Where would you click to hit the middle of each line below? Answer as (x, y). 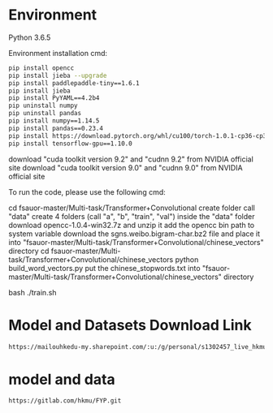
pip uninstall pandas (45, 114)
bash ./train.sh (32, 292)
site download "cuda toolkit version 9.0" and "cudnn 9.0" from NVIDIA (126, 167)
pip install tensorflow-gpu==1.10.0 (70, 144)
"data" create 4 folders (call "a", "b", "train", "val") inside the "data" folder (132, 216)
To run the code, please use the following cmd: (87, 191)
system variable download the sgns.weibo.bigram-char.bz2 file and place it (134, 234)
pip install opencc (41, 68)
